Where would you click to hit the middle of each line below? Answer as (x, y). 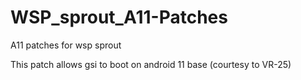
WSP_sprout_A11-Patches (119, 17)
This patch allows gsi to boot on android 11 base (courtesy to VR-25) (151, 64)
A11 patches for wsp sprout (66, 45)
